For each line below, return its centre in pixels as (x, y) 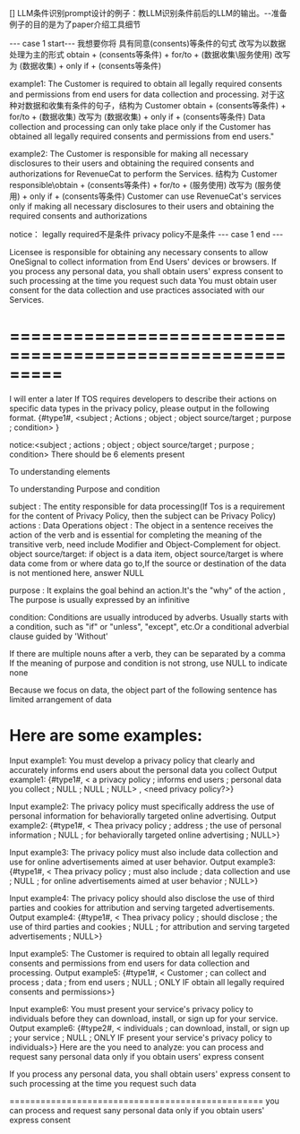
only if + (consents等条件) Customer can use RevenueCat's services (156, 196)
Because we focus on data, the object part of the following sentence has (143, 690)
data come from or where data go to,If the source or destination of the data (148, 563)
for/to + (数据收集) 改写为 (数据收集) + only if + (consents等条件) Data (137, 116)
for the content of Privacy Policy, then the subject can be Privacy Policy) (142, 515)
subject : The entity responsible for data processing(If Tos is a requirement (147, 506)
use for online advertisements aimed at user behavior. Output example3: (142, 862)
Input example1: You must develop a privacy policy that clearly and (132, 760)
